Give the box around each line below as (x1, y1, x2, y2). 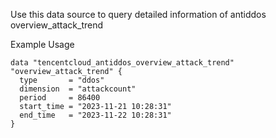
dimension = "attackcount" (19, 84, 137, 94)
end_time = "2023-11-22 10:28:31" (19, 110, 172, 120)
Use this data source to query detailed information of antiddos (10, 9, 267, 20)
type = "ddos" (19, 75, 105, 85)
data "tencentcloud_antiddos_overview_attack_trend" (10, 58, 235, 68)
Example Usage (10, 39, 75, 50)
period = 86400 (19, 93, 101, 103)
